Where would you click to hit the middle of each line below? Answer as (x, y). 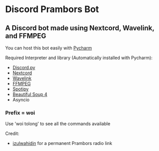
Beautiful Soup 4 (30, 94)
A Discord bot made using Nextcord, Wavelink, (80, 28)
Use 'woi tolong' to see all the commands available (58, 124)
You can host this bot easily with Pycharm (49, 48)
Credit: (12, 134)
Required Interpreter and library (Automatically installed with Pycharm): (79, 58)
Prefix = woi (20, 113)
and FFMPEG (26, 36)
